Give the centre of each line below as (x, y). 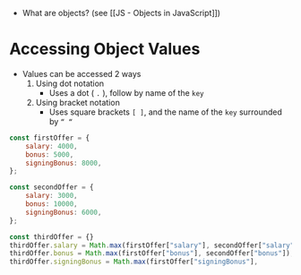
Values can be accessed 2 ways (82, 73)
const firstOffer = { (50, 138)
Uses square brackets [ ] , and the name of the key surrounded (165, 112)
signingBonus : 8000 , (64, 163)
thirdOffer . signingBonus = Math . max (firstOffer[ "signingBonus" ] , (133, 262)
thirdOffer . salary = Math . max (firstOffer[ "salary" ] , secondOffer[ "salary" (152, 245)
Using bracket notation (78, 102)
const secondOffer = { (52, 187)
